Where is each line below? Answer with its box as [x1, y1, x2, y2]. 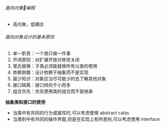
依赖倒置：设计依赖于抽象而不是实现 [12, 69, 89, 75]
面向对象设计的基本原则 [5, 33, 54, 40]
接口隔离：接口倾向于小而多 [12, 82, 71, 88]
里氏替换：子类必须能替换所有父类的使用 [12, 63, 97, 69]
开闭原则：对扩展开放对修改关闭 [12, 57, 80, 63]
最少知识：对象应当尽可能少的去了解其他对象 [12, 76, 107, 82]
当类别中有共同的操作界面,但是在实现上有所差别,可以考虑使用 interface [12, 116, 160, 122]
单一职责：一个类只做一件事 [12, 51, 71, 57]
